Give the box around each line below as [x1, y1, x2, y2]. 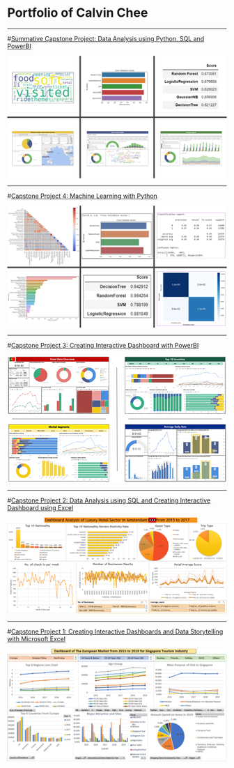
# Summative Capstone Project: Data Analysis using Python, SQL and [7, 34, 205, 43]
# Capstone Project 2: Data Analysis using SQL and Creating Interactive [7, 496, 211, 505]
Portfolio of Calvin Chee [7, 5, 148, 21]
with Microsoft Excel [7, 634, 66, 643]
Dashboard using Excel [7, 503, 74, 512]
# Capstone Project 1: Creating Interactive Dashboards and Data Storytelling [7, 627, 224, 636]
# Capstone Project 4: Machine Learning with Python [7, 192, 158, 200]
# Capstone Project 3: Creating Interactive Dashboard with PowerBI [7, 341, 199, 350]
